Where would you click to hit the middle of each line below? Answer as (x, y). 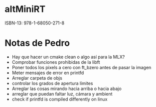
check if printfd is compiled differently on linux (60, 99)
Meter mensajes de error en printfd (48, 73)
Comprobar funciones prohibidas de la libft (56, 62)
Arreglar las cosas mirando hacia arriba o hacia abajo (67, 89)
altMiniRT (25, 9)
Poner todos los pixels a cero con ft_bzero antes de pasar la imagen (81, 67)
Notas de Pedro (37, 43)
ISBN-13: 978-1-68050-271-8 (35, 23)
